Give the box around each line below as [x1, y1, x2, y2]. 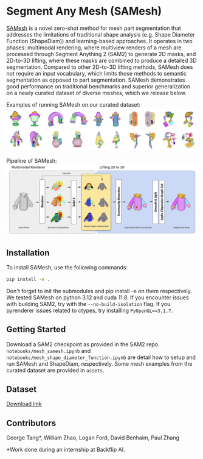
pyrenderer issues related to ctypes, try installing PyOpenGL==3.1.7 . [6, 307, 173, 314]
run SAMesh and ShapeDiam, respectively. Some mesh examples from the [6, 360, 193, 367]
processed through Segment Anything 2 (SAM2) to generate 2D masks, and [6, 50, 196, 57]
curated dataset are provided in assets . [6, 366, 105, 374]
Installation [6, 247, 50, 258]
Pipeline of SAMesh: [6, 157, 57, 164]
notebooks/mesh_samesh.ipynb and [6, 347, 91, 354]
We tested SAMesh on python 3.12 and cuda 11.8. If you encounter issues [6, 294, 190, 301]
